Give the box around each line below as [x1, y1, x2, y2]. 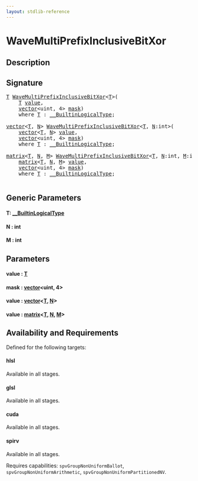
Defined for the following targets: [6, 344, 87, 351]
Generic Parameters [6, 193, 81, 203]
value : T [6, 270, 28, 277]
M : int [6, 237, 22, 244]
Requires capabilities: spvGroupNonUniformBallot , [6, 462, 125, 469]
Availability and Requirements [6, 328, 119, 338]
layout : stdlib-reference [6, 8, 70, 15]
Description [6, 57, 50, 68]
